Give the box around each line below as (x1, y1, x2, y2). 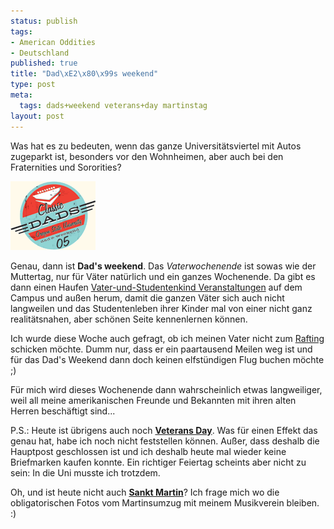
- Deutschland (10, 48, 70, 58)
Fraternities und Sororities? (10, 161, 122, 173)
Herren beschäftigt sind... (10, 405, 116, 417)
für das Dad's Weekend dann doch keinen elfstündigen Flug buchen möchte (10, 353, 325, 365)
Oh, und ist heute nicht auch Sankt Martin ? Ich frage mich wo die (10, 486, 280, 498)
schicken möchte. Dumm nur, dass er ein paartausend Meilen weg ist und (10, 343, 313, 355)
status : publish (10, 16, 78, 26)
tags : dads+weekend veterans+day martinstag (19, 100, 208, 110)
